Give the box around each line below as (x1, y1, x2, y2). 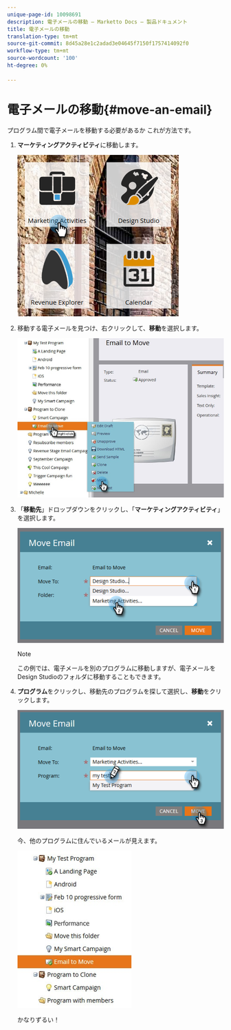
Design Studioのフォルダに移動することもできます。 (16, 673, 165, 681)
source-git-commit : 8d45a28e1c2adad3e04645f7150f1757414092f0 (7, 40, 189, 48)
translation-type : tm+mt (7, 33, 78, 40)
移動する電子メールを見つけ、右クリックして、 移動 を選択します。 (16, 324, 203, 332)
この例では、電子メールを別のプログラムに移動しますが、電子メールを (16, 664, 217, 673)
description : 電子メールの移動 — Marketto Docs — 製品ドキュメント (7, 18, 188, 25)
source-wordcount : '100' (7, 55, 78, 62)
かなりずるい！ (16, 1016, 60, 1024)
